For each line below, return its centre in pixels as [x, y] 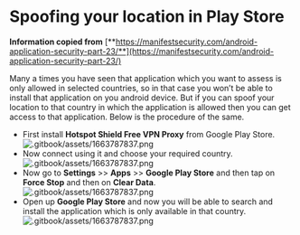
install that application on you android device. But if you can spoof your [142, 98]
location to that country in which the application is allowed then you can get [150, 107]
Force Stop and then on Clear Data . [89, 182]
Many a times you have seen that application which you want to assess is [145, 78]
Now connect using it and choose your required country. [127, 153]
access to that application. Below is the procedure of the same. [127, 117]
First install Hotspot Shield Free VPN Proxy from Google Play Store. [149, 134]
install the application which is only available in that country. [134, 211]
